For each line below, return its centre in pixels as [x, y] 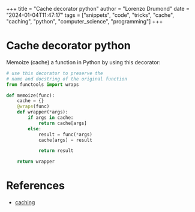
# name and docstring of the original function [67, 79]
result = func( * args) [65, 135]
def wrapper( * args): [43, 112]
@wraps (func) [33, 107]
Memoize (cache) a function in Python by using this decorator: [83, 62]
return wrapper [36, 162]
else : [35, 129]
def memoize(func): [31, 95]
